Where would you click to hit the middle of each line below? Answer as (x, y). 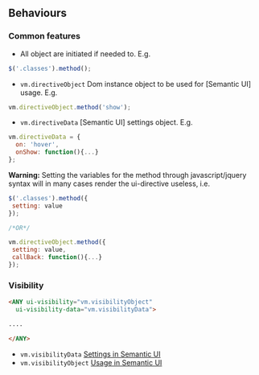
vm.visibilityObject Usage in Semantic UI (91, 362)
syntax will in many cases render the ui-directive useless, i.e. (109, 183)
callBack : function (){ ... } (57, 258)
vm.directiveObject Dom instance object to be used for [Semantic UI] (136, 84)
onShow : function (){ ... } (57, 152)
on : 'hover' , (37, 145)
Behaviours (37, 13)
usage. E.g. (39, 93)
